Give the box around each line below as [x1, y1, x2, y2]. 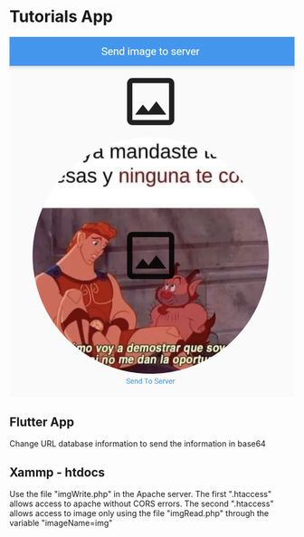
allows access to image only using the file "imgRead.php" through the [9, 508, 270, 519]
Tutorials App [9, 6, 113, 27]
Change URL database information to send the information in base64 [9, 438, 267, 449]
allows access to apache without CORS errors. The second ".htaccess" [9, 498, 274, 509]
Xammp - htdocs [9, 465, 106, 480]
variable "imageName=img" [9, 518, 113, 529]
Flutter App [9, 415, 75, 430]
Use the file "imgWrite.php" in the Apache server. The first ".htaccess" [9, 489, 272, 500]
